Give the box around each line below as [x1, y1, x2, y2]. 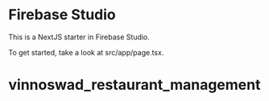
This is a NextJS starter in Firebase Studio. [8, 32, 151, 42]
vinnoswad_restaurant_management [8, 76, 261, 94]
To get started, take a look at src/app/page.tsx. [8, 47, 164, 57]
